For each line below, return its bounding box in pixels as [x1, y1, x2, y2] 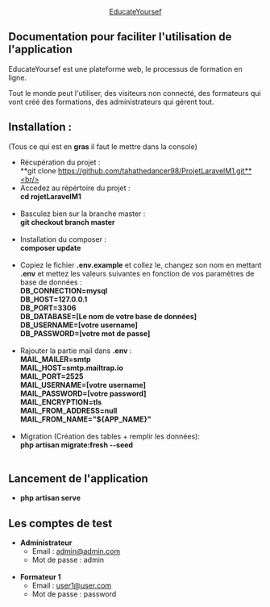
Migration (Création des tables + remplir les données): [19, 431, 200, 441]
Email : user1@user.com [31, 580, 112, 591]
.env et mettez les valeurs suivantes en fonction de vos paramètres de [19, 268, 255, 278]
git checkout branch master [19, 217, 115, 227]
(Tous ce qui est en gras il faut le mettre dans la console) [8, 141, 197, 152]
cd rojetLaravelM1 [19, 191, 82, 201]
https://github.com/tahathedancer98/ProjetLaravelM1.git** [57, 165, 252, 176]
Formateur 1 [19, 572, 62, 582]
